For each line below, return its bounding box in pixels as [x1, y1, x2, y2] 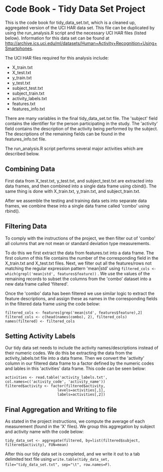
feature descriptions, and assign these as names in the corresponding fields [5, 295, 158, 301]
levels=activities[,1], [57, 388, 106, 393]
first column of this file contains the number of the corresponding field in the [5, 255, 159, 261]
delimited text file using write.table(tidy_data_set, [5, 456, 110, 462]
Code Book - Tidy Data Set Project [5, 3, 145, 15]
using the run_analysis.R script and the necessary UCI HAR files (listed [5, 30, 147, 36]
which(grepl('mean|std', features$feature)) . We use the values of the [5, 270, 150, 276]
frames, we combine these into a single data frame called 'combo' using [5, 203, 150, 208]
